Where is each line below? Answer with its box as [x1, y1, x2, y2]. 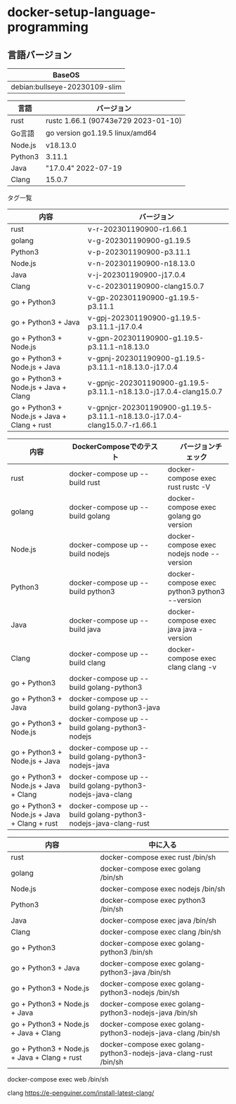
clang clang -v [167, 662, 217, 672]
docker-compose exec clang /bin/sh [100, 927, 221, 937]
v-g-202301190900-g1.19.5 [87, 236, 191, 245]
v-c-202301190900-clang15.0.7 [87, 282, 205, 291]
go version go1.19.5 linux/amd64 [45, 128, 157, 138]
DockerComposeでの [72, 442, 144, 451]
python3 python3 [167, 587, 225, 596]
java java [167, 625, 197, 634]
